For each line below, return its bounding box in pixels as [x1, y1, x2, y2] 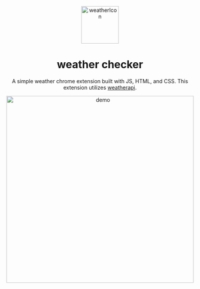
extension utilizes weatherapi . [63, 84, 137, 91]
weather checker [57, 58, 143, 71]
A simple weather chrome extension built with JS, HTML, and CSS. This [11, 77, 189, 84]
